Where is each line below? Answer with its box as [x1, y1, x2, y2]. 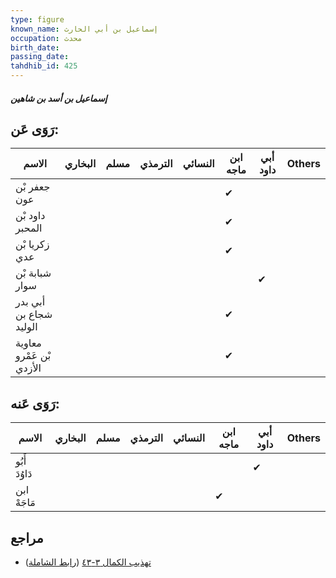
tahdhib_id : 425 [10, 61, 78, 71]
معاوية [15, 336, 42, 350]
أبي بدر [15, 295, 46, 309]
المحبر [15, 221, 43, 235]
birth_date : [10, 42, 60, 53]
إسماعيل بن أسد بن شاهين [10, 92, 108, 104]
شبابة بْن [15, 266, 52, 280]
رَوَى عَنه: [10, 395, 60, 412]
